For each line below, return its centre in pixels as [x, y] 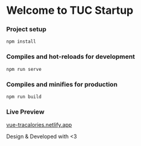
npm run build [24, 97]
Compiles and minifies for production [62, 84]
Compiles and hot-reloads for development [71, 56]
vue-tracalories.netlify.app [39, 125]
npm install [21, 42]
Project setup [26, 29]
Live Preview [25, 112]
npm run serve [24, 69]
